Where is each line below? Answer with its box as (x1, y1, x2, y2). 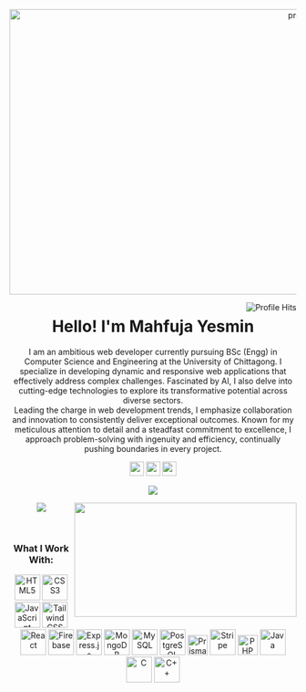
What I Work (13, 541, 70, 554)
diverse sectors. (122, 394, 184, 405)
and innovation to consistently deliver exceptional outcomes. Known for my (12, 414, 294, 425)
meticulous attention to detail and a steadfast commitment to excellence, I (15, 424, 291, 435)
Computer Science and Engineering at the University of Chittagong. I (24, 356, 282, 367)
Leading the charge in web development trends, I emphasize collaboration (14, 404, 292, 415)
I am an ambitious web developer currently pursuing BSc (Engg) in (28, 346, 278, 357)
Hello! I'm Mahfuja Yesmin (51, 316, 255, 337)
